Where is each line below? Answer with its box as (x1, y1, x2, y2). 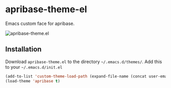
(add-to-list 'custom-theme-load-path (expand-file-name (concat (5, 74, 147, 79)
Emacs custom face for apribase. (5, 20, 75, 26)
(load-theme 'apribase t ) (5, 78, 60, 83)
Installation (5, 45, 42, 54)
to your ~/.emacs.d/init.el (5, 64, 63, 70)
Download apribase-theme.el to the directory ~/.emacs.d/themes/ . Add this (5, 58, 162, 65)
